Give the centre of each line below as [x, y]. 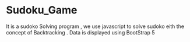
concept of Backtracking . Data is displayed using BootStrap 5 [80, 32]
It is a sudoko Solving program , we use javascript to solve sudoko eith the [95, 26]
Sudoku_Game [42, 10]
